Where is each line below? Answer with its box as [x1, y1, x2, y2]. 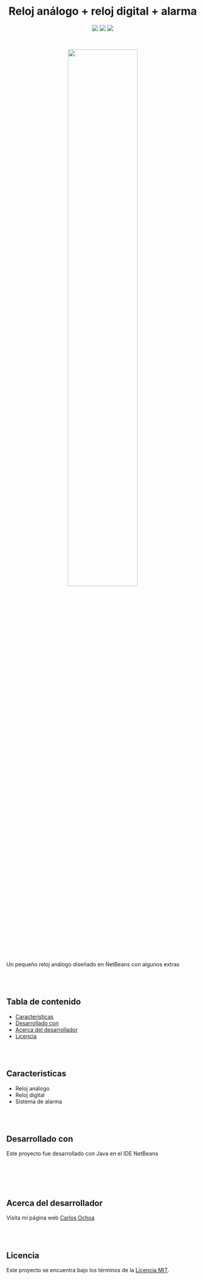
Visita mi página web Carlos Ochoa [6, 1214, 95, 1221]
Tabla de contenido [6, 997, 81, 1007]
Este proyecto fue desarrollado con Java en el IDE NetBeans [6, 1150, 158, 1157]
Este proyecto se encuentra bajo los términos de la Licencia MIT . [6, 1267, 169, 1273]
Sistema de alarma [15, 1098, 62, 1105]
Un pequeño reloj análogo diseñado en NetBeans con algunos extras [6, 960, 180, 967]
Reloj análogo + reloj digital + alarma [8, 4, 197, 18]
